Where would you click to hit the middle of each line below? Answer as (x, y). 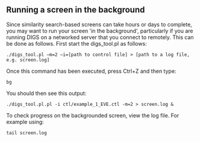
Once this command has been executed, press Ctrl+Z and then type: (91, 71)
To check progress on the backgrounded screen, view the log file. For (93, 115)
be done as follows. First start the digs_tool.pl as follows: (77, 43)
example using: (25, 122)
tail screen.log (27, 133)
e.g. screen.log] (28, 60)
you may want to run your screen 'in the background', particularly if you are (100, 31)
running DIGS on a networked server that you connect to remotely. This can (100, 37)
